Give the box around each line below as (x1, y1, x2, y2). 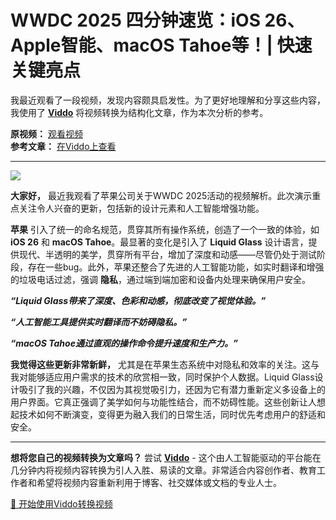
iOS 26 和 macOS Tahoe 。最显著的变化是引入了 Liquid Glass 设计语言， (10, 236, 309, 248)
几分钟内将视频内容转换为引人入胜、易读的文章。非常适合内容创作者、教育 (10, 464, 317, 476)
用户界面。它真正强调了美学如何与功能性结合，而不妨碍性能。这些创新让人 (10, 396, 317, 408)
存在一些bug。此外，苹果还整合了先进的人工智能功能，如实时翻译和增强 (27, 261, 325, 273)
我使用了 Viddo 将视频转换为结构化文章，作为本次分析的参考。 (10, 106, 269, 118)
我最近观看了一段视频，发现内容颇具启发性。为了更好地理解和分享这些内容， (10, 94, 326, 106)
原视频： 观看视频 (10, 127, 83, 140)
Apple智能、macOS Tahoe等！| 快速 (10, 34, 313, 57)
